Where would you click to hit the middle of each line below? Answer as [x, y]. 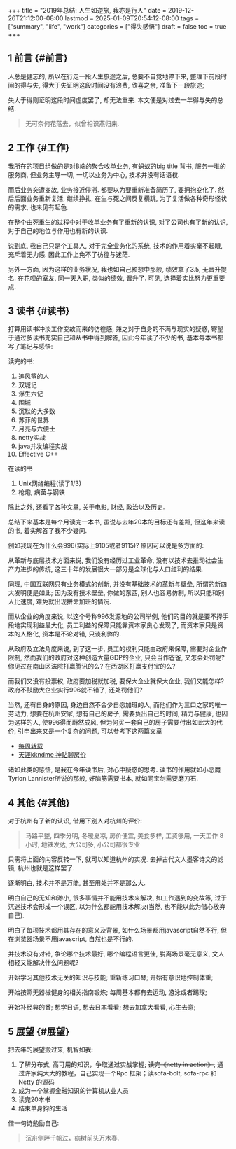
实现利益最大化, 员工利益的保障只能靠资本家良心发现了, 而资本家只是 [119, 625]
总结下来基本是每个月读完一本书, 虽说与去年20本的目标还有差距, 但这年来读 [117, 522]
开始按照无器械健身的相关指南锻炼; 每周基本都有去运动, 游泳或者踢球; [107, 992]
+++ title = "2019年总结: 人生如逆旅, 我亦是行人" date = [87, 10]
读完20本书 [34, 1100]
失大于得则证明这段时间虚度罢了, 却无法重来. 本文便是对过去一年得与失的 [113, 99]
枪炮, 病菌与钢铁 [41, 492]
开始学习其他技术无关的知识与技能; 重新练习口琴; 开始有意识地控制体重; [111, 977]
